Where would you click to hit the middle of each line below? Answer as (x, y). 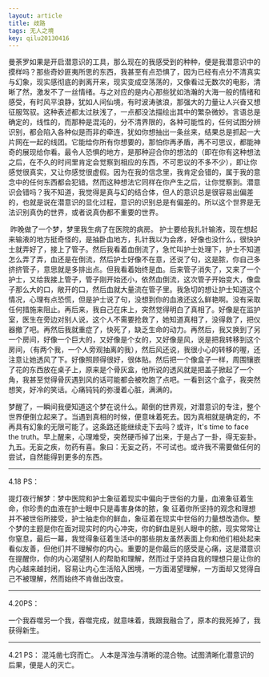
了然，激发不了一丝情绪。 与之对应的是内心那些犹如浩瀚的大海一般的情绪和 (138, 92)
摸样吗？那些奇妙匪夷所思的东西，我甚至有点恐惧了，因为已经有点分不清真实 (134, 72)
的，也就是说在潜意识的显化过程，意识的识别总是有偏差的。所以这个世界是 (131, 202)
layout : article (35, 16)
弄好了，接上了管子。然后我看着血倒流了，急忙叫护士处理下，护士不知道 (141, 249)
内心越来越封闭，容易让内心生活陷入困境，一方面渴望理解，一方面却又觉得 (131, 569)
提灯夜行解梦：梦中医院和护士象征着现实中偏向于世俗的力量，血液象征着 (127, 499)
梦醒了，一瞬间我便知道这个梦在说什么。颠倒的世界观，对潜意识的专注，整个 (134, 407)
